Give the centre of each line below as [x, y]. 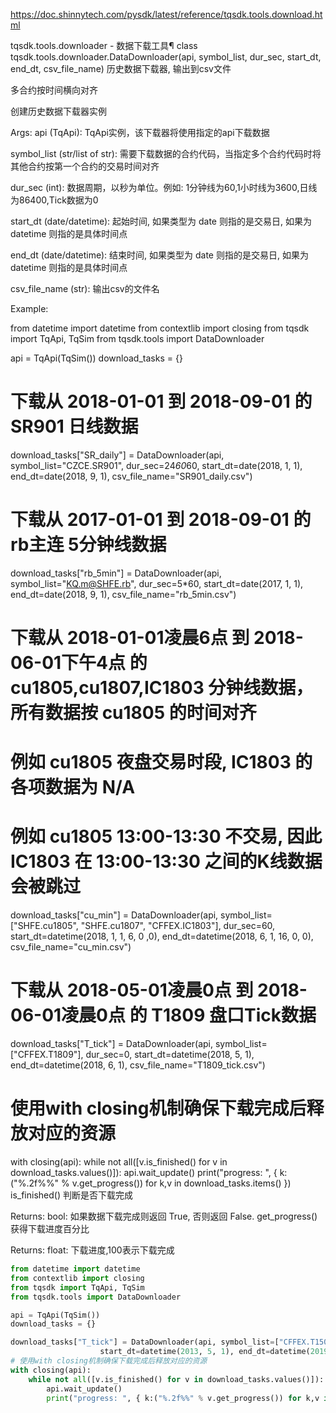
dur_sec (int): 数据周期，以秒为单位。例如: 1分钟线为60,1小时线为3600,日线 [164, 187]
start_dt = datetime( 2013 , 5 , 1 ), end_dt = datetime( [205, 1352]
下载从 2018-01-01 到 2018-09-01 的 [161, 401]
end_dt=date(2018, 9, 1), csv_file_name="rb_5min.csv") [123, 594]
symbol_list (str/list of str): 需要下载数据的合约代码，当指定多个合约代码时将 [166, 153]
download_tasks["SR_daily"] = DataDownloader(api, [117, 455]
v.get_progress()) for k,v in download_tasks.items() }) [181, 1183]
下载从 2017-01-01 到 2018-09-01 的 [161, 520]
